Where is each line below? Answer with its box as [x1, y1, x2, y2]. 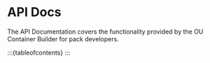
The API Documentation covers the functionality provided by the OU [7, 27, 204, 36]
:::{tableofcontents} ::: [7, 48, 71, 57]
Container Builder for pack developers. [7, 34, 119, 43]
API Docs [7, 4, 62, 20]
